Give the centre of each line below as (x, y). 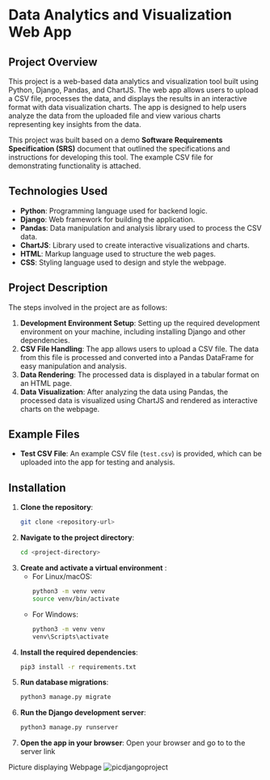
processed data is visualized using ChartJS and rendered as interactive (139, 400)
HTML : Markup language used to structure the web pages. (118, 253)
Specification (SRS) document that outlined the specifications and (119, 148)
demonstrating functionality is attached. (75, 166)
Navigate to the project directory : (77, 538)
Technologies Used (58, 191)
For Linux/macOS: (62, 577)
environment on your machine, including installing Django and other (133, 331)
